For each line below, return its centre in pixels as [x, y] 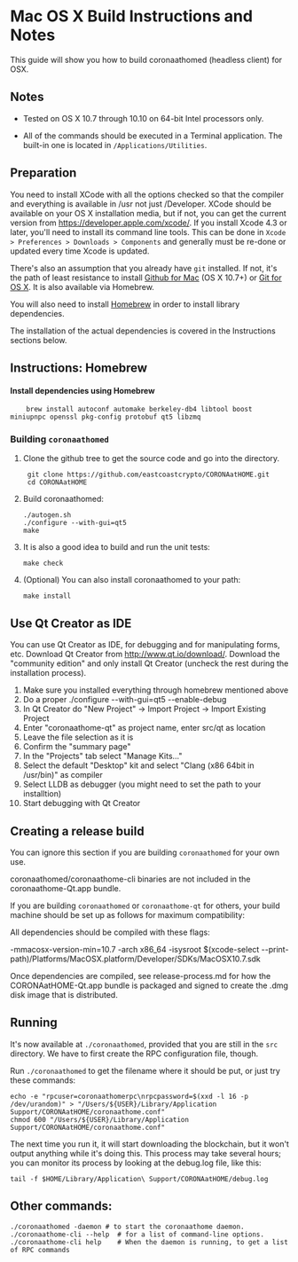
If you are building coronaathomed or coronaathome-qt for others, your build [145, 905]
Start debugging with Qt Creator [82, 803]
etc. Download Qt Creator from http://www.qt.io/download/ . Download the [145, 655]
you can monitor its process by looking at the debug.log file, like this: [136, 1163]
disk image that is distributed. [64, 995]
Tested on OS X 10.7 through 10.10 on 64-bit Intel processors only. [143, 118]
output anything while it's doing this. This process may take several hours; [146, 1153]
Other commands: [61, 1207]
